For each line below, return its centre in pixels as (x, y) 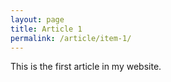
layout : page (37, 19)
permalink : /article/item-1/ (71, 38)
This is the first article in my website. (86, 67)
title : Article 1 (46, 29)
